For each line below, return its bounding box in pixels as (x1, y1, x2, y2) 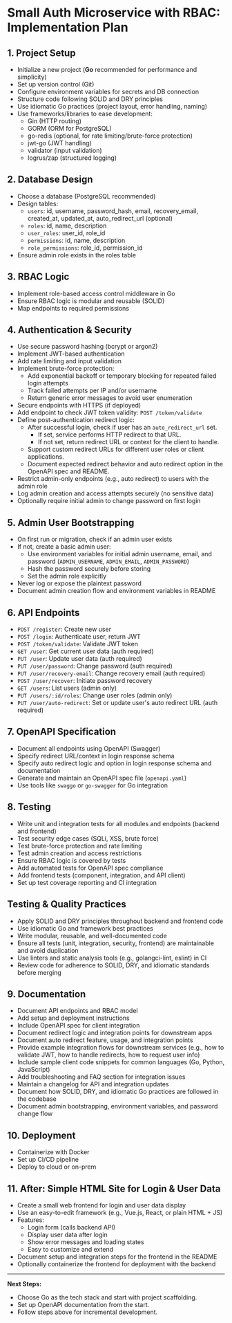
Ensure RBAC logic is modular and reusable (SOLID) (17, 296, 165, 305)
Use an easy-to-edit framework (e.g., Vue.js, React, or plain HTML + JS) (17, 1208, 223, 1216)
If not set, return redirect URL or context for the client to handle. (37, 438, 220, 446)
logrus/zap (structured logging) (27, 154, 117, 162)
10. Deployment (7, 1129, 76, 1141)
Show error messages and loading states (27, 1237, 144, 1246)
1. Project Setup (7, 47, 76, 59)
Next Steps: (7, 1279, 42, 1288)
